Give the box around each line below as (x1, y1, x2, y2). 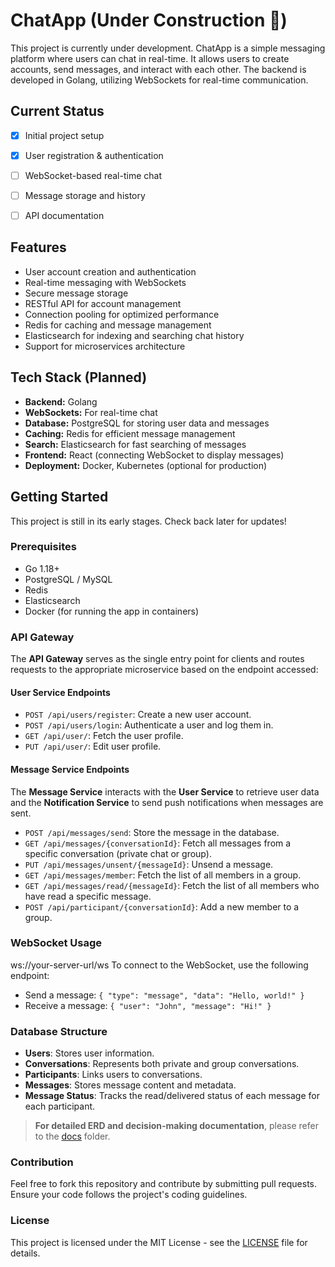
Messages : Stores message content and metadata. (24, 1079, 237, 1091)
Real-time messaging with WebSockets (24, 276, 187, 288)
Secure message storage (24, 287, 129, 299)
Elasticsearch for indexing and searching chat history (24, 329, 245, 341)
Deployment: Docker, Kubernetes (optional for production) (24, 459, 268, 471)
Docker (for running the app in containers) (24, 605, 200, 617)
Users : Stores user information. (24, 1047, 155, 1059)
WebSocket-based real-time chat (24, 169, 162, 181)
